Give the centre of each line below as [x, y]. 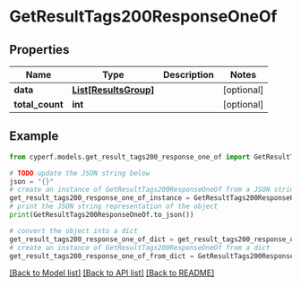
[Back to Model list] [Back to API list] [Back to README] [112, 273]
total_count [39, 104]
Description [189, 75]
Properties [39, 50]
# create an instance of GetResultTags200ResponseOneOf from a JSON [140, 190]
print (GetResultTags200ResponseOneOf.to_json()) [102, 215]
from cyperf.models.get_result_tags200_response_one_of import [130, 157]
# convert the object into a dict [74, 230]
